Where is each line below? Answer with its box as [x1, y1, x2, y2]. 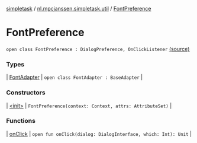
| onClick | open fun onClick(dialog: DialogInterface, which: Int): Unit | [6, 130, 192, 137]
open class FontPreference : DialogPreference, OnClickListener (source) [6, 45, 190, 52]
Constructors [6, 88, 46, 97]
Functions [6, 117, 35, 125]
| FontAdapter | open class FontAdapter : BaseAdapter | [6, 74, 143, 81]
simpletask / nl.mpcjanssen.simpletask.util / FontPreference [6, 5, 152, 12]
